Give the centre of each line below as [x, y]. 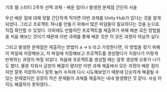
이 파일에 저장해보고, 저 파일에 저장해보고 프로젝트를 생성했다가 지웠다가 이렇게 [82, 53]
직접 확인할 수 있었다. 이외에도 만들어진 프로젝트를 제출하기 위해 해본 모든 [76, 30]
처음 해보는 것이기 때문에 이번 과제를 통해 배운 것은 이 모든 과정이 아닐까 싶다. [85, 37]
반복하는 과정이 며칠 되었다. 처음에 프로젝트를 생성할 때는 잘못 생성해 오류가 [78, 59]
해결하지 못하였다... [33, 84]
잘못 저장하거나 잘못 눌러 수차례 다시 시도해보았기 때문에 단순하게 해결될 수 [87, 72]
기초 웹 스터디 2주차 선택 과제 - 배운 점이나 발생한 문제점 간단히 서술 [71, 7]
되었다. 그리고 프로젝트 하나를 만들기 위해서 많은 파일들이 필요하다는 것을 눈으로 [82, 24]
